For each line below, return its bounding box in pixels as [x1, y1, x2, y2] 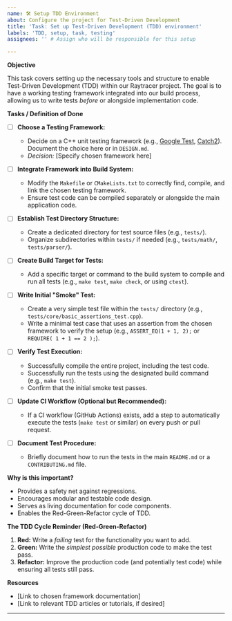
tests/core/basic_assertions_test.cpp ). [27, 312, 144, 320]
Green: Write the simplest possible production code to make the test [17, 543, 212, 551]
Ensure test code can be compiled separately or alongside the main [27, 194, 220, 202]
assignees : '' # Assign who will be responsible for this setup [7, 36, 196, 43]
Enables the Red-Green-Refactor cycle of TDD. [17, 509, 151, 517]
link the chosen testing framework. [27, 186, 126, 194]
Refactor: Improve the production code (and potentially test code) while [17, 557, 222, 566]
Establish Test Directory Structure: [17, 214, 119, 223]
